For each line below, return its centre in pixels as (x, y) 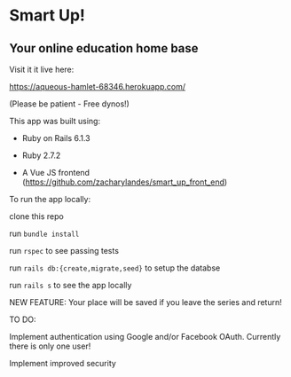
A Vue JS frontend (56, 173)
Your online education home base (104, 48)
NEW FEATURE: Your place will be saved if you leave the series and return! (145, 302)
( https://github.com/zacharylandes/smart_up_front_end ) (125, 182)
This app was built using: (55, 121)
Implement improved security (63, 363)
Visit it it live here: (42, 69)
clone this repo (36, 216)
